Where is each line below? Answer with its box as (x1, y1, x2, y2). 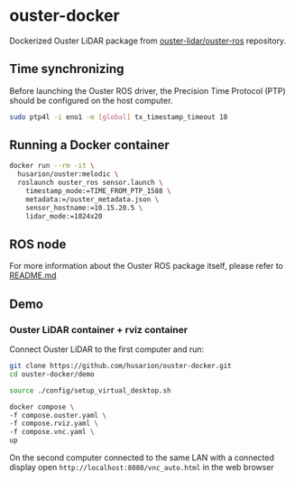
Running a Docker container (9, 137, 170, 153)
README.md (9, 270, 57, 281)
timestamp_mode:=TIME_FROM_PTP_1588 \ (25, 187, 171, 196)
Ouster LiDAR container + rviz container (9, 323, 188, 336)
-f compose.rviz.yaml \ (9, 419, 99, 429)
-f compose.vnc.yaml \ (9, 428, 95, 437)
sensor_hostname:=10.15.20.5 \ (25, 203, 143, 212)
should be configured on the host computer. (9, 95, 173, 106)
